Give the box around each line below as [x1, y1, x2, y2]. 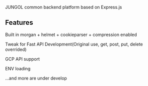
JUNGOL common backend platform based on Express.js [5, 4, 122, 10]
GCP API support [5, 56, 40, 62]
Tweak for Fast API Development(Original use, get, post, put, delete [5, 41, 143, 47]
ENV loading [5, 65, 31, 71]
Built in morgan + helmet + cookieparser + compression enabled [5, 32, 138, 38]
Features [5, 18, 33, 27]
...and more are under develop [5, 75, 67, 81]
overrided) [5, 46, 27, 52]
